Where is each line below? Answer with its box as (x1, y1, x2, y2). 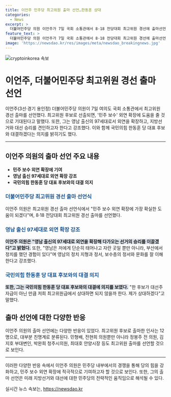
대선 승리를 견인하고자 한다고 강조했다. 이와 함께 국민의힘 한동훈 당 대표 (14, 124, 156, 130)
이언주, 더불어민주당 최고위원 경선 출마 (5, 75, 156, 87)
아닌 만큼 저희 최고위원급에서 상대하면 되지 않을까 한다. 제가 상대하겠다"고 (18, 291, 165, 297)
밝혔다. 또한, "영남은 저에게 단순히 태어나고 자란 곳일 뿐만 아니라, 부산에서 (17, 245, 163, 251)
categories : (5, 12, 31, 17)
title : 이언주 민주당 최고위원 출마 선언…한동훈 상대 (5, 7, 101, 13)
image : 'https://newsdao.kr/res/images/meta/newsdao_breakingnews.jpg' (5, 41, 160, 46)
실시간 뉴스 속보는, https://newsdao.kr (5, 386, 83, 392)
